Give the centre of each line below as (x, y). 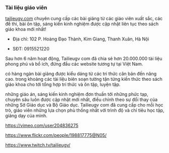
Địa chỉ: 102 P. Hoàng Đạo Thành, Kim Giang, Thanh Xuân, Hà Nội (81, 39)
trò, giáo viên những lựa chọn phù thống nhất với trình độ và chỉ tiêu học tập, (85, 111)
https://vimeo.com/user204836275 (42, 126)
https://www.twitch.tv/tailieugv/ (38, 145)
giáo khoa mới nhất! (26, 29)
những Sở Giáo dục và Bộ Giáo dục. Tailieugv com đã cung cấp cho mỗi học (84, 105)
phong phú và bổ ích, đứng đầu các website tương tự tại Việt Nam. (74, 64)
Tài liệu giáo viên (26, 8)
